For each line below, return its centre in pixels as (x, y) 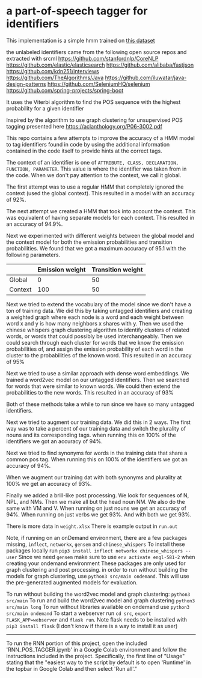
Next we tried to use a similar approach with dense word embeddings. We (98, 373)
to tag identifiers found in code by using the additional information (88, 144)
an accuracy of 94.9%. (35, 224)
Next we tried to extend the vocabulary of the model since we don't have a (99, 304)
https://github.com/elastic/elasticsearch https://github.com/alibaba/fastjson (100, 65)
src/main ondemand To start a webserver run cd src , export (79, 613)
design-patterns (26, 84)
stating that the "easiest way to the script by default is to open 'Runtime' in (99, 662)
